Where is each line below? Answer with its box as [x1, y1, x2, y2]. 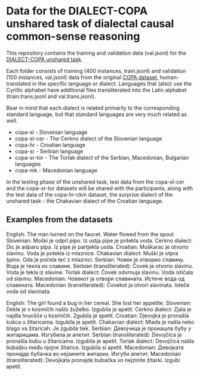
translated [6, 80, 31, 87]
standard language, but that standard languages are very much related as [6, 111, 187, 118]
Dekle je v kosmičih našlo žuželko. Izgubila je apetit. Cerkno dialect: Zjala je [6, 305, 192, 313]
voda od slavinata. [6, 288, 51, 295]
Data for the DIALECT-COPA [6, 4, 148, 18]
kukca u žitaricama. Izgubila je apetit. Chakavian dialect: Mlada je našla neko [6, 318, 195, 325]
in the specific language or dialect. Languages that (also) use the [32, 80, 192, 87]
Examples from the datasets [6, 215, 113, 225]
